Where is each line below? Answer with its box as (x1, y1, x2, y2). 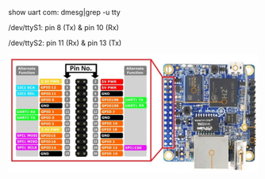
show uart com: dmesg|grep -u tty (8, 8, 121, 17)
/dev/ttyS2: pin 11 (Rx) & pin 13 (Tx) (8, 38, 122, 48)
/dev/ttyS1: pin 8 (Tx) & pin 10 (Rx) (8, 23, 119, 32)
